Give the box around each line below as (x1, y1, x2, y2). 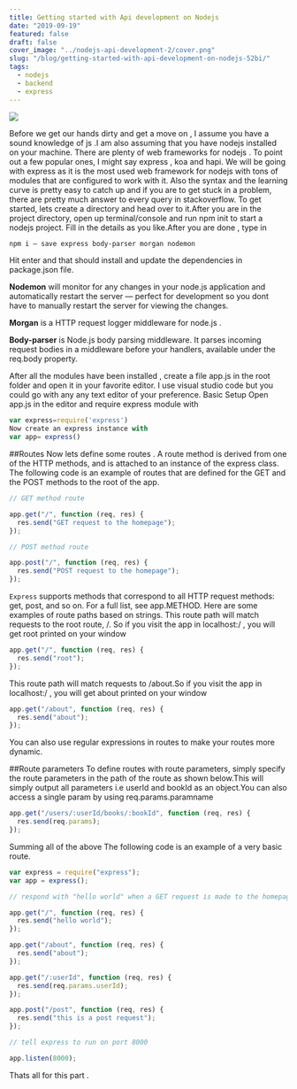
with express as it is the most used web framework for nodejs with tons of (9, 166, 278, 176)
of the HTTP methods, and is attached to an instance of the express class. (9, 458, 279, 468)
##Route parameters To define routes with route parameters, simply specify (9, 763, 286, 775)
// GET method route (9, 494, 86, 503)
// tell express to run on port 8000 (9, 1038, 148, 1047)
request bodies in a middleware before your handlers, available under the (9, 344, 276, 355)
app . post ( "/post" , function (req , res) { (9, 1006, 164, 1015)
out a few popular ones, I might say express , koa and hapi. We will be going (9, 156, 286, 166)
